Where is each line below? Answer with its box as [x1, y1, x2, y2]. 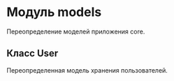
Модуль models [6, 4, 102, 20]
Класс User [6, 47, 59, 59]
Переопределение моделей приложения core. [6, 27, 145, 36]
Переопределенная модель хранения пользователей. [6, 66, 168, 74]
